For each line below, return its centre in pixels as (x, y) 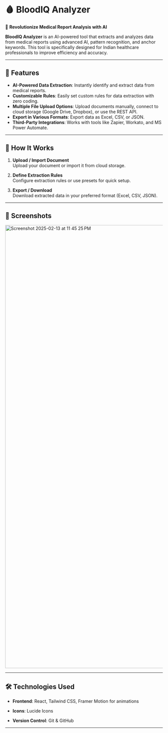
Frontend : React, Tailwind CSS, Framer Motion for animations (75, 701)
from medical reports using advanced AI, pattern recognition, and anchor (80, 42)
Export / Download (32, 190)
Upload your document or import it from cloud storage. (69, 165)
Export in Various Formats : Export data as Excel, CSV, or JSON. (78, 117)
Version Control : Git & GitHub (43, 720)
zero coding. (25, 101)
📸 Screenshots (28, 216)
